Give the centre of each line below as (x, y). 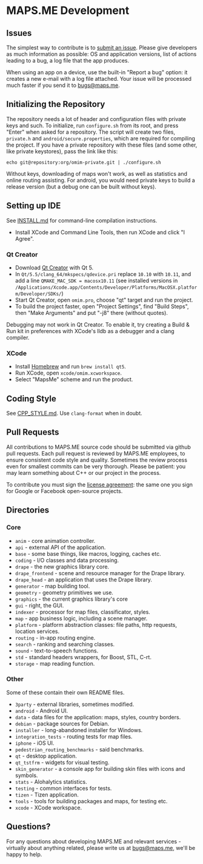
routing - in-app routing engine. (55, 638)
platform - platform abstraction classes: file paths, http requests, (96, 624)
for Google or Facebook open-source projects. (65, 491)
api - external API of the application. (60, 547)
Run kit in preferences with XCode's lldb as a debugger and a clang (90, 331)
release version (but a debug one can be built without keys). (81, 187)
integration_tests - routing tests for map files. (74, 736)
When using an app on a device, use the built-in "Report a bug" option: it (97, 72)
